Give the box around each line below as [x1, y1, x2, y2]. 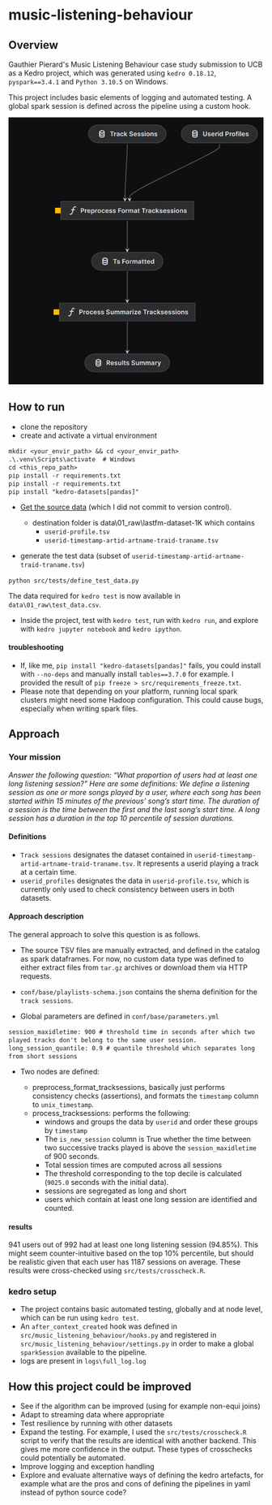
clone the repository [19, 422, 88, 431]
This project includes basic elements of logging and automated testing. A [8, 93, 253, 102]
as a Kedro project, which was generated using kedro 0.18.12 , [8, 68, 217, 78]
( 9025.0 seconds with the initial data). [44, 1177, 169, 1187]
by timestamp [44, 1125, 87, 1135]
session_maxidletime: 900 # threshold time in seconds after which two [8, 1027, 255, 1036]
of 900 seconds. [44, 1151, 100, 1161]
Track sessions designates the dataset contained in [19, 850, 193, 859]
